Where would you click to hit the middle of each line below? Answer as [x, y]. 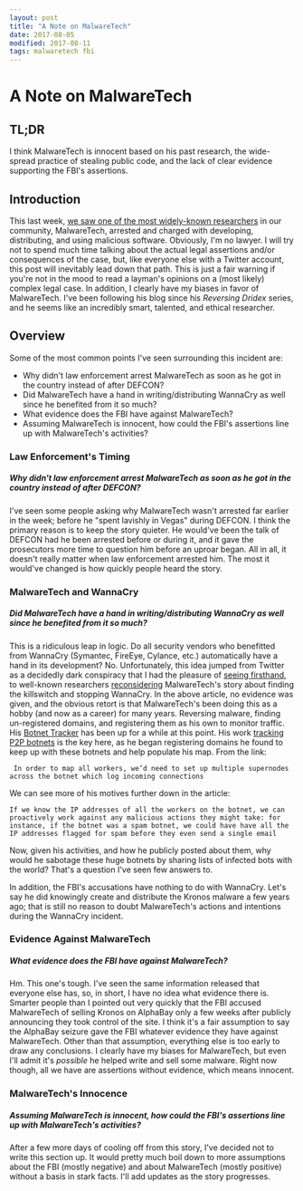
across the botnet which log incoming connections [107, 776]
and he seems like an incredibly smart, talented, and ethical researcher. [142, 307]
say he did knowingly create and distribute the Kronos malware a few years [150, 897]
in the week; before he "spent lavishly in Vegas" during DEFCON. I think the [150, 520]
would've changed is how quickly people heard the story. [116, 568]
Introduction [45, 199]
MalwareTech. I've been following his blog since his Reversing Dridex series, [151, 298]
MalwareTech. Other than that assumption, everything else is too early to [145, 1042]
